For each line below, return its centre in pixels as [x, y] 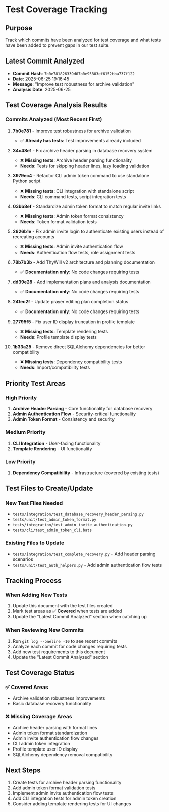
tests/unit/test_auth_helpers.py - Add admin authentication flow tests [87, 565]
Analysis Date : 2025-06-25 [41, 89]
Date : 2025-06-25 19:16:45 [41, 79]
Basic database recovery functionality [52, 704]
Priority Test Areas [35, 383]
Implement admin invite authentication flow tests [63, 793]
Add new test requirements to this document [59, 652]
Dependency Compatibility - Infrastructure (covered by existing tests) [86, 473]
